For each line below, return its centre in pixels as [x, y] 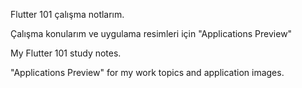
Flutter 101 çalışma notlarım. [67, 14]
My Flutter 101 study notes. [66, 53]
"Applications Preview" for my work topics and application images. [147, 72]
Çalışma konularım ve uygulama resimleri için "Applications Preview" [151, 33]
